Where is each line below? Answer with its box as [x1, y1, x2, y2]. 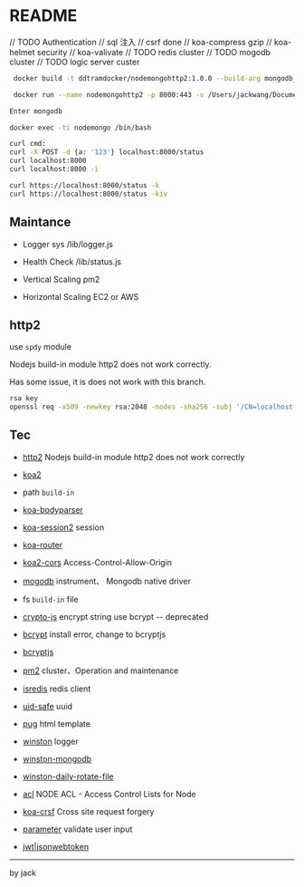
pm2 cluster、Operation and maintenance [22, 665, 179, 676]
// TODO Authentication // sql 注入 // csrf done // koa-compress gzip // [9, 36, 273, 47]
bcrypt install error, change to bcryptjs [22, 629, 166, 640]
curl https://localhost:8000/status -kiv [9, 189, 168, 198]
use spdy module [9, 342, 72, 352]
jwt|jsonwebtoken [22, 841, 89, 852]
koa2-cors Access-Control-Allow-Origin [22, 556, 173, 567]
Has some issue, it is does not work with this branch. [9, 377, 206, 388]
